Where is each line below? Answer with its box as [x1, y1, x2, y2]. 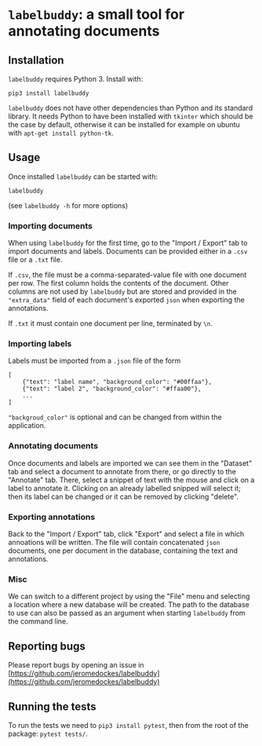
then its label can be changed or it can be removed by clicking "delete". [8, 492, 239, 501]
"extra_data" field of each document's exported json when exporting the [8, 295, 245, 305]
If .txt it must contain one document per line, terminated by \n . [8, 319, 213, 328]
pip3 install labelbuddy [8, 90, 89, 97]
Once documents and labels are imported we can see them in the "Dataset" [8, 458, 253, 468]
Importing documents [8, 220, 93, 231]
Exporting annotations [8, 511, 96, 522]
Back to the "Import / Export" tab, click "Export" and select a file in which [8, 529, 245, 539]
